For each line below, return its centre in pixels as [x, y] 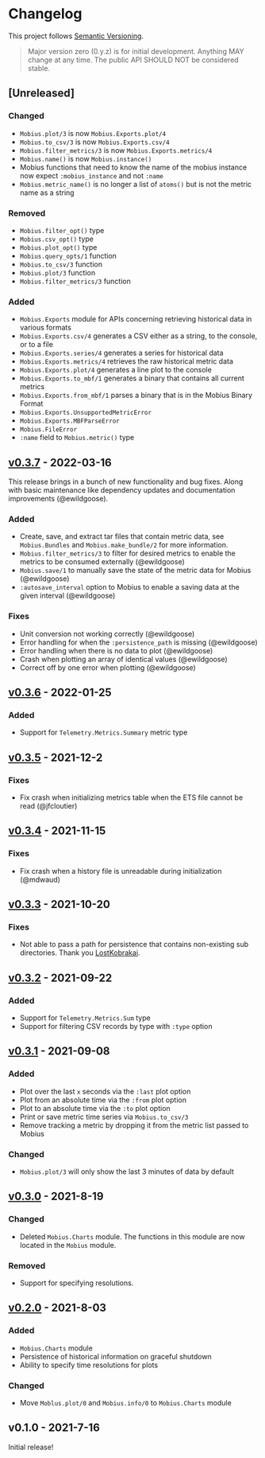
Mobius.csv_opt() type [56, 239]
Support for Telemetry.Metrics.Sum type [85, 1018]
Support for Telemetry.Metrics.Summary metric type [104, 732]
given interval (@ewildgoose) [67, 596]
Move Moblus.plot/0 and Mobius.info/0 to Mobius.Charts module [125, 1403]
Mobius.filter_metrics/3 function [75, 281]
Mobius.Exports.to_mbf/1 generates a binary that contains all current [132, 378]
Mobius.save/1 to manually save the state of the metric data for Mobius [135, 571]
